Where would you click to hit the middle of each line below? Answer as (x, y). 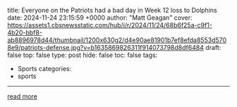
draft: (213, 48)
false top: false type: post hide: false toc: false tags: (83, 55)
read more (22, 96)
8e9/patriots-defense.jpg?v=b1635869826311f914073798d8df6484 (106, 48)
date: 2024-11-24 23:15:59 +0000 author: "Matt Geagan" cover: (100, 18)
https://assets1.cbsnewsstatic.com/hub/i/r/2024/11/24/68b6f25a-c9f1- (110, 25)
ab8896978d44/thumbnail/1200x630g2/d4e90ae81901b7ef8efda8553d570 (117, 40)
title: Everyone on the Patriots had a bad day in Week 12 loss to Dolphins (112, 10)
